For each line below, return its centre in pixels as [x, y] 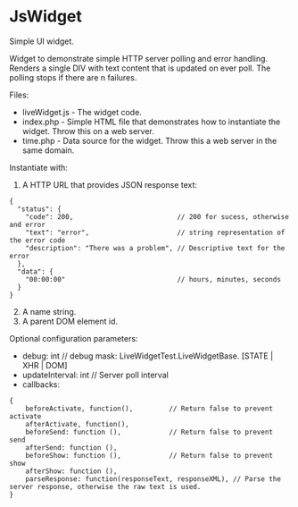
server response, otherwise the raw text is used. [105, 486]
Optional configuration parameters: [74, 338]
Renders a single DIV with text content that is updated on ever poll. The [140, 68]
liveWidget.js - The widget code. [82, 112]
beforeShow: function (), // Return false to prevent [149, 455]
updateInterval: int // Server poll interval [95, 375]
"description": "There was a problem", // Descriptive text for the [155, 248]
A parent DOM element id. [70, 321]
